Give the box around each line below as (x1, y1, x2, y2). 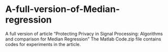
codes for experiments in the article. (5, 41, 81, 47)
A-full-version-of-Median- (5, 3, 120, 15)
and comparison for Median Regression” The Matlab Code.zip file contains (5, 36, 161, 42)
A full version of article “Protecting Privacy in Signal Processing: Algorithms (5, 30, 163, 36)
